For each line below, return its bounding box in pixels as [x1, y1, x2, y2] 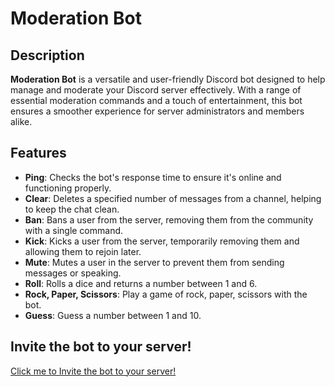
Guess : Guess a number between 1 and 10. [24, 309, 202, 321]
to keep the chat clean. [24, 203, 120, 215]
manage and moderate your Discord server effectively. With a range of [10, 84, 302, 96]
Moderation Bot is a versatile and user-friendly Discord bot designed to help [10, 73, 326, 85]
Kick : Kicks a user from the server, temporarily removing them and [24, 235, 300, 247]
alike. [10, 116, 33, 127]
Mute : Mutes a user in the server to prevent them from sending [24, 256, 285, 268]
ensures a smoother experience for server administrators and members [10, 105, 305, 117]
